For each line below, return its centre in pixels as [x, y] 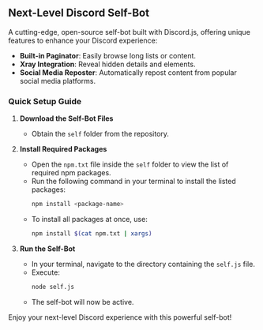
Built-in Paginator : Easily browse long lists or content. [107, 55]
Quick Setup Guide [45, 101]
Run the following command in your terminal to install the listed [133, 182]
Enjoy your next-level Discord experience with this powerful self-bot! [120, 317]
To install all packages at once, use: [89, 219]
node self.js [53, 287]
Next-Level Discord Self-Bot [79, 13]
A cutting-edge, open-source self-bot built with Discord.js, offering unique [130, 32]
